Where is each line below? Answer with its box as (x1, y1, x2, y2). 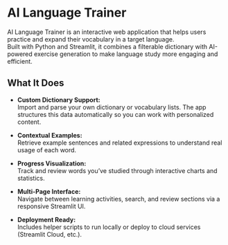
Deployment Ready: (17, 215, 76, 224)
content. (17, 118, 42, 126)
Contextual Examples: (17, 131, 82, 139)
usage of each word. (17, 145, 77, 154)
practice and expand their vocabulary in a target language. (7, 35, 175, 43)
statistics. (17, 174, 45, 182)
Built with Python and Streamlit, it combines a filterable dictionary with (7, 42, 208, 51)
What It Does (7, 78, 64, 89)
